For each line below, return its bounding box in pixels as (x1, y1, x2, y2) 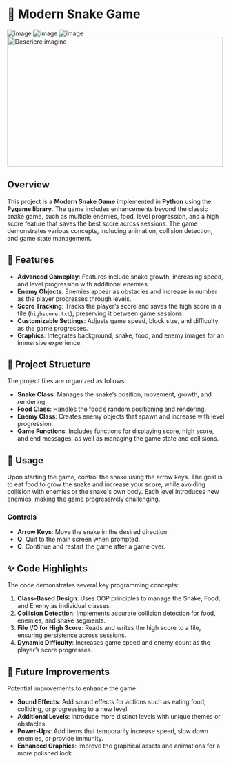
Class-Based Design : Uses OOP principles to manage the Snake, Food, (17, 594, 221, 603)
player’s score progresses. (17, 646, 93, 654)
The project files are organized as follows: (7, 377, 126, 385)
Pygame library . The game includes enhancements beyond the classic (7, 204, 208, 213)
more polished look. (17, 749, 74, 757)
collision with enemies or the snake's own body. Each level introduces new (7, 488, 219, 496)
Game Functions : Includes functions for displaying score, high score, (17, 427, 214, 435)
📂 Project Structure (7, 358, 91, 370)
